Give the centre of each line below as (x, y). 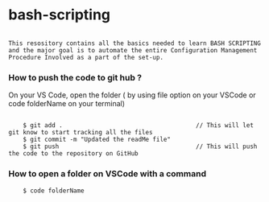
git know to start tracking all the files (81, 133)
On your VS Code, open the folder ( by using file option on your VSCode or (132, 95)
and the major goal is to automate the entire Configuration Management (133, 50)
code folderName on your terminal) (67, 104)
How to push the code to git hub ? (75, 77)
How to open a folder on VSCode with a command (108, 174)
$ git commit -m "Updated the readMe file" (97, 140)
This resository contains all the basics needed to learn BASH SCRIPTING (135, 43)
